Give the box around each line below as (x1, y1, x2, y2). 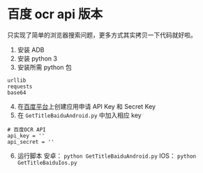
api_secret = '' (7, 138, 54, 145)
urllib (7, 77, 27, 84)
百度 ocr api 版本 (7, 6, 103, 22)
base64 (7, 89, 27, 96)
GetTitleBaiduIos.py (17, 159, 77, 166)
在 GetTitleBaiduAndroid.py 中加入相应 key (17, 111, 142, 119)
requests (7, 83, 33, 90)
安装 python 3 (17, 54, 58, 63)
